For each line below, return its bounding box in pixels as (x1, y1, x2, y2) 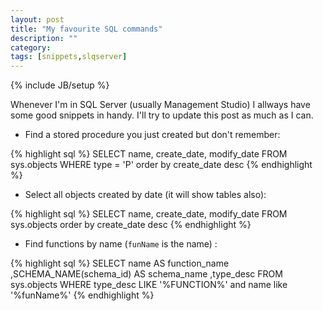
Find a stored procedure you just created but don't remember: (24, 129, 281, 141)
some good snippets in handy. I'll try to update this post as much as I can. (10, 109, 314, 121)
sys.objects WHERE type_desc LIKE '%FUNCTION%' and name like (10, 279, 288, 291)
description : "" (10, 33, 78, 43)
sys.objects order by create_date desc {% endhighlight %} (10, 219, 252, 231)
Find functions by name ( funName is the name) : (24, 238, 218, 250)
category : (10, 42, 52, 53)
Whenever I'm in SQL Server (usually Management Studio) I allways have (10, 99, 311, 111)
